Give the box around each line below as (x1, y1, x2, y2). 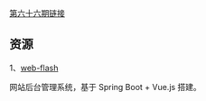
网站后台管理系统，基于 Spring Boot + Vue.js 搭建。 (9, 81, 201, 92)
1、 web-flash (9, 62, 59, 73)
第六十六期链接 (9, 8, 65, 18)
